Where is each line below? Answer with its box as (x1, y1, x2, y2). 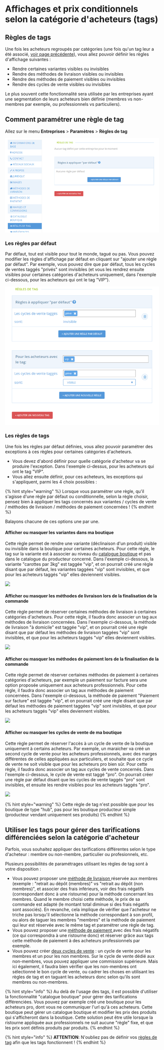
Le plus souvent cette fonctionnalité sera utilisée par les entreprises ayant (5, 91, 154, 97)
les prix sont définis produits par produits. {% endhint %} (5, 1025, 120, 1031)
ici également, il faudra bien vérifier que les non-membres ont (12, 964, 137, 970)
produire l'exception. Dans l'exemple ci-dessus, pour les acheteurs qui (12, 463, 155, 469)
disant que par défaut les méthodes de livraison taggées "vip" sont (5, 630, 140, 635)
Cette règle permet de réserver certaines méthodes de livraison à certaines (5, 609, 157, 615)
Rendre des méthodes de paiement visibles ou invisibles (12, 77, 125, 82)
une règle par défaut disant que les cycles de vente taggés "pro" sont (5, 776, 145, 782)
